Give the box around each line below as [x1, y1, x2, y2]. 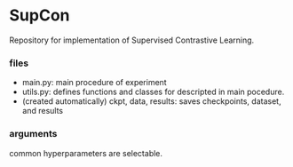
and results [21, 106, 64, 116]
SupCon [9, 5, 70, 26]
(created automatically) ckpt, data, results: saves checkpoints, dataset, [21, 96, 281, 107]
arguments [9, 128, 58, 140]
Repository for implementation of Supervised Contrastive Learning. [9, 35, 255, 45]
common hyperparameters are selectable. [9, 147, 162, 158]
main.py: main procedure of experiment [21, 77, 167, 88]
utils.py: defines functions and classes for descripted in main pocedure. [21, 86, 285, 98]
